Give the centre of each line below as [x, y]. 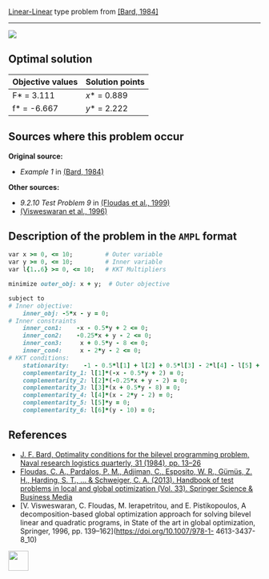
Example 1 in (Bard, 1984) [62, 171]
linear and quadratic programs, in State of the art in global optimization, [138, 522]
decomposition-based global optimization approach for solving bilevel [135, 514]
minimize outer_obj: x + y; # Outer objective [89, 284]
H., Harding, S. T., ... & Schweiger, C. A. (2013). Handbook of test [126, 480]
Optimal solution [50, 59]
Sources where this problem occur [96, 137]
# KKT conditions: [39, 358]
